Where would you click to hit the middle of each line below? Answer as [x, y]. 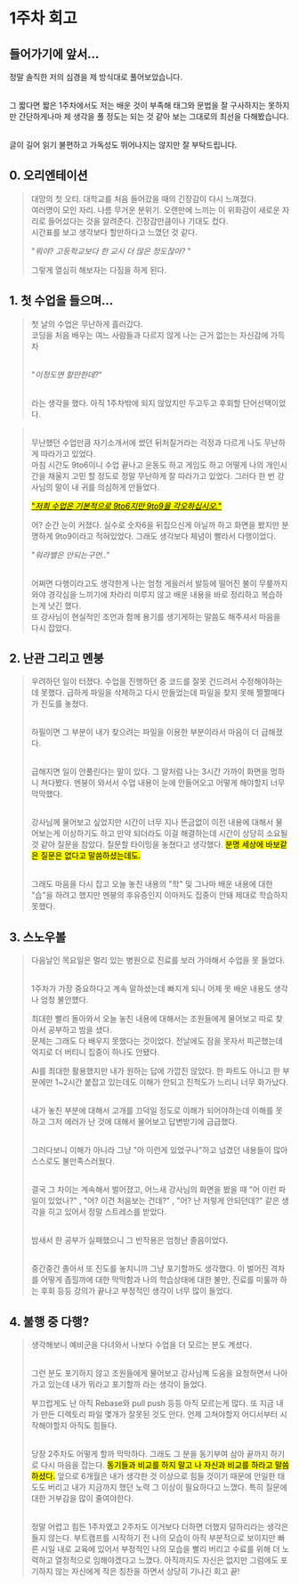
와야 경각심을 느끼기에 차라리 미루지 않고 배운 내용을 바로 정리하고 [145, 594]
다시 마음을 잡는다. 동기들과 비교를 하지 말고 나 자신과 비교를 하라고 [157, 1465]
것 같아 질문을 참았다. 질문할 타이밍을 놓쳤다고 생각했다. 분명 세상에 [147, 845]
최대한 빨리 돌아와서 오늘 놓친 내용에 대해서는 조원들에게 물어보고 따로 [152, 1019]
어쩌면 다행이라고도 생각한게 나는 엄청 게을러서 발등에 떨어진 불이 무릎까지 [159, 583]
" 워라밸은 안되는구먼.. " [70, 555]
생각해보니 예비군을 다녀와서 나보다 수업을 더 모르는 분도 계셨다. [141, 1345]
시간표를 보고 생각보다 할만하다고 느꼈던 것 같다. [114, 232]
